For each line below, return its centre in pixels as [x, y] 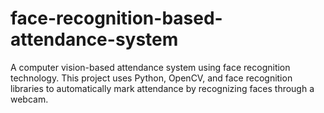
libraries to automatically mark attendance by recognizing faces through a [162, 88]
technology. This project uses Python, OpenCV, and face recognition [151, 78]
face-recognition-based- [116, 18]
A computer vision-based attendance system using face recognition [150, 67]
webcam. [29, 99]
